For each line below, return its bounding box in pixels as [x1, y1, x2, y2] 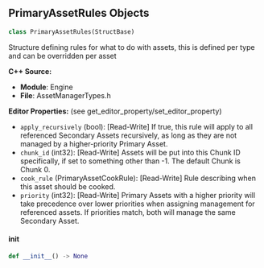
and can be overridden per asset [8, 51, 117, 60]
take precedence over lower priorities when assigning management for [19, 199, 255, 208]
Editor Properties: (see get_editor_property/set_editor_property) [8, 106, 223, 116]
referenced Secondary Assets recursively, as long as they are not [19, 130, 237, 140]
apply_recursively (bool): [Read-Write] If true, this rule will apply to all [19, 122, 254, 131]
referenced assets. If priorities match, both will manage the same [19, 207, 236, 216]
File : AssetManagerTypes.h [19, 90, 111, 100]
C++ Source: [8, 66, 52, 76]
